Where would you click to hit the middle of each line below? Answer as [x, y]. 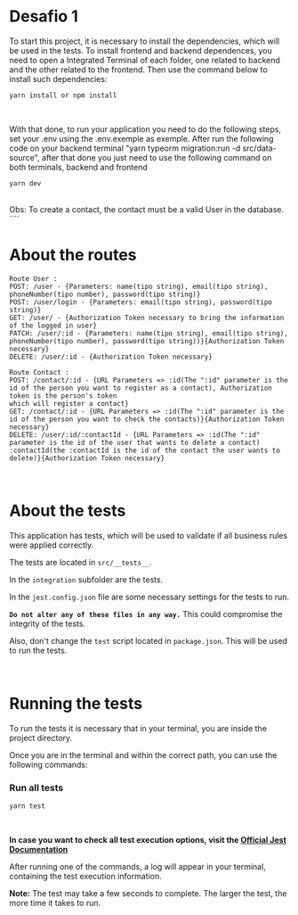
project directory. [41, 738]
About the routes [73, 255]
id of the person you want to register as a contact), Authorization [141, 388]
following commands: [48, 764]
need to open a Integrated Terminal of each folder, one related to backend [145, 60]
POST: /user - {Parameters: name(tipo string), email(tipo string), [139, 286]
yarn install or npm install [63, 95]
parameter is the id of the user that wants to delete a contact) [135, 442]
